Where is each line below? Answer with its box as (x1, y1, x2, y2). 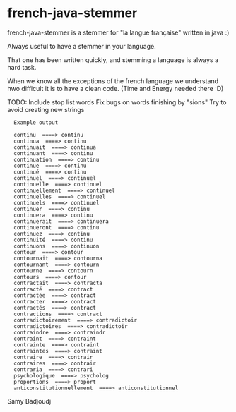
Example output (13, 119, 59, 126)
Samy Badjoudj (7, 396, 52, 405)
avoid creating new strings (7, 105, 85, 114)
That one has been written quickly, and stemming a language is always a (7, 55, 219, 64)
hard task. (7, 63, 37, 71)
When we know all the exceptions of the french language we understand (7, 76, 219, 85)
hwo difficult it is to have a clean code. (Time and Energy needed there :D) (7, 84, 224, 92)
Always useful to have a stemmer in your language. (7, 42, 157, 50)
